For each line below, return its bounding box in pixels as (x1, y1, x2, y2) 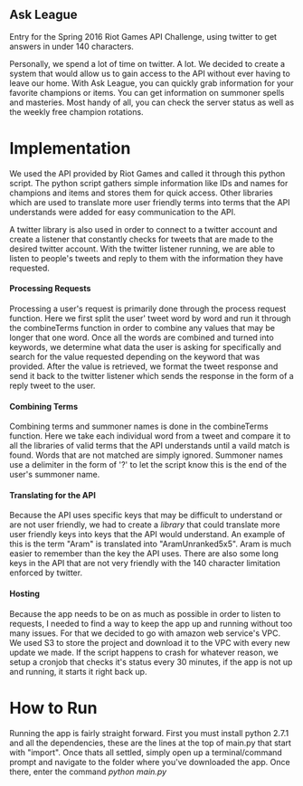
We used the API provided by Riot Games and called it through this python (9, 167, 286, 179)
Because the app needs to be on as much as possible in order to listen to (9, 608, 281, 619)
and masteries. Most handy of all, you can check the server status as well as (9, 97, 295, 108)
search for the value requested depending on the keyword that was (9, 351, 260, 362)
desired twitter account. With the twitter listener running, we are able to (9, 243, 276, 254)
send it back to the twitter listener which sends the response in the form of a (9, 370, 294, 381)
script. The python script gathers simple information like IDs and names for (9, 177, 289, 188)
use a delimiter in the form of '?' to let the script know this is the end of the (9, 459, 288, 470)
